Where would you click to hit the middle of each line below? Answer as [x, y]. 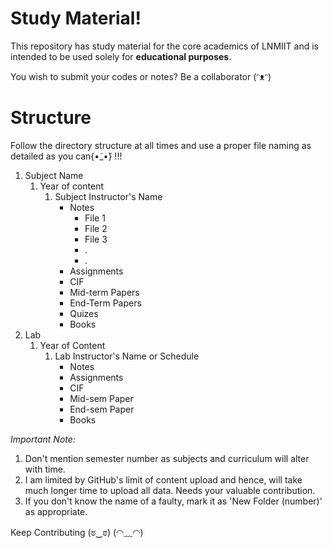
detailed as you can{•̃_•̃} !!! [66, 156]
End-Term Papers [105, 303]
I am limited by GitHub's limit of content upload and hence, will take [163, 479]
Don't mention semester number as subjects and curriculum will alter [167, 458]
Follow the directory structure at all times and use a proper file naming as [161, 145]
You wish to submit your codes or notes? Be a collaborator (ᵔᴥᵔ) [141, 76]
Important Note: [43, 439]
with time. [45, 469]
